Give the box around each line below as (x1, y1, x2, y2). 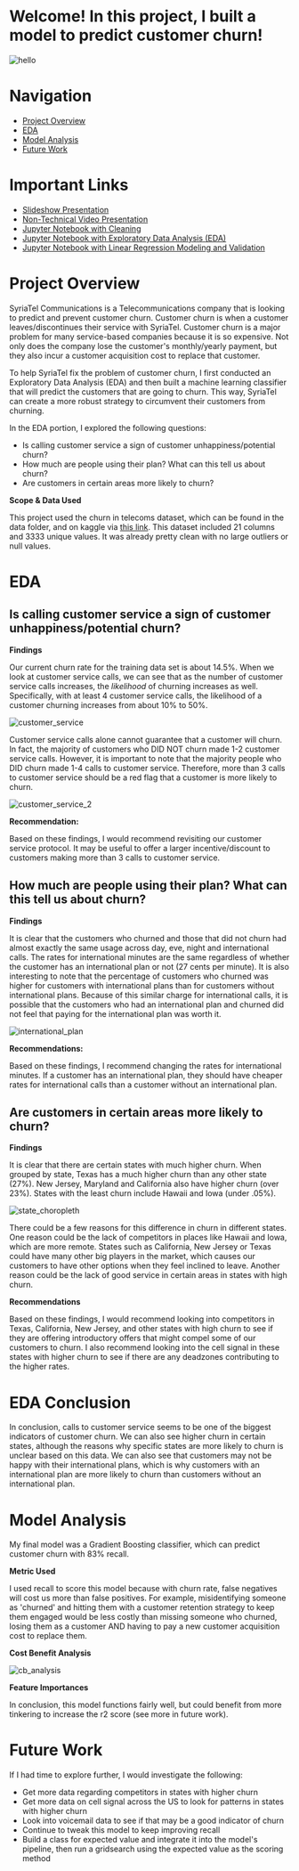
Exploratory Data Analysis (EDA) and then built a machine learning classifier (9, 377, 287, 387)
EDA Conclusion (9, 1392, 132, 1412)
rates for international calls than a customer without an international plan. (9, 1079, 278, 1090)
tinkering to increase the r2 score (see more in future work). (9, 1709, 229, 1720)
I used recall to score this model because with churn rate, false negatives (9, 1583, 278, 1594)
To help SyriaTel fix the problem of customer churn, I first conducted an (9, 367, 271, 378)
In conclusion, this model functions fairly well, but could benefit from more (9, 1699, 282, 1711)
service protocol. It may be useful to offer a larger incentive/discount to (9, 842, 271, 853)
